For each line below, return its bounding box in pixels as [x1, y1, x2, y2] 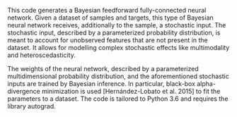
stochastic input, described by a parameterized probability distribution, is [7, 28, 221, 37]
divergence [7, 87, 40, 95]
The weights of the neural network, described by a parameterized [7, 65, 200, 73]
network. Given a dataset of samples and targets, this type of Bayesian [7, 13, 214, 22]
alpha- [197, 80, 216, 87]
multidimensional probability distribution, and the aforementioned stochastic [7, 72, 230, 80]
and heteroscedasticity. [7, 51, 76, 59]
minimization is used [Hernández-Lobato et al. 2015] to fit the [41, 87, 221, 95]
